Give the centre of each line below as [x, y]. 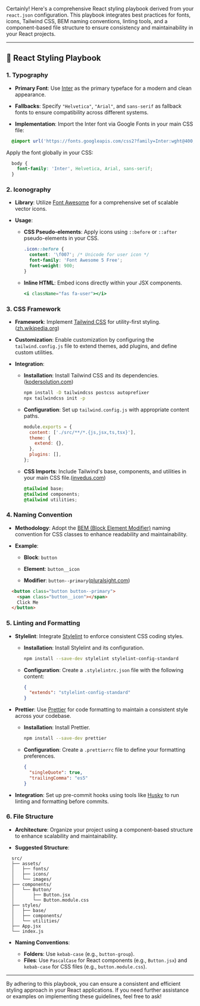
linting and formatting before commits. [62, 801]
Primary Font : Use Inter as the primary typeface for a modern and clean [103, 88]
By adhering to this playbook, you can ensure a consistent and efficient [93, 983]
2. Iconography [29, 190]
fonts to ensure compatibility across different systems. [82, 112]
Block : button [40, 557]
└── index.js [28, 931]
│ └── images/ [32, 879]
